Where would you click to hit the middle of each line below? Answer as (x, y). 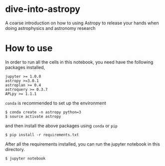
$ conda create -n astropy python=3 (43, 112)
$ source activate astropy (33, 116)
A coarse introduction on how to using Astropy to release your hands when (82, 23)
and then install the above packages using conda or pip (62, 126)
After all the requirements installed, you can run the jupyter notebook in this (83, 144)
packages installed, (25, 67)
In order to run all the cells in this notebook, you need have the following (79, 62)
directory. (15, 149)
